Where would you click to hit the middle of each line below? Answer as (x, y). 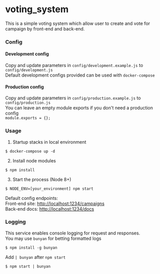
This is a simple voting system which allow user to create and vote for (78, 23)
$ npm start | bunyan (28, 266)
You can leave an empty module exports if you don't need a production (79, 108)
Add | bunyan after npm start (35, 257)
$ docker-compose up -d (30, 151)
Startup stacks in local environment (49, 142)
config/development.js (29, 70)
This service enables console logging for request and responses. (73, 233)
